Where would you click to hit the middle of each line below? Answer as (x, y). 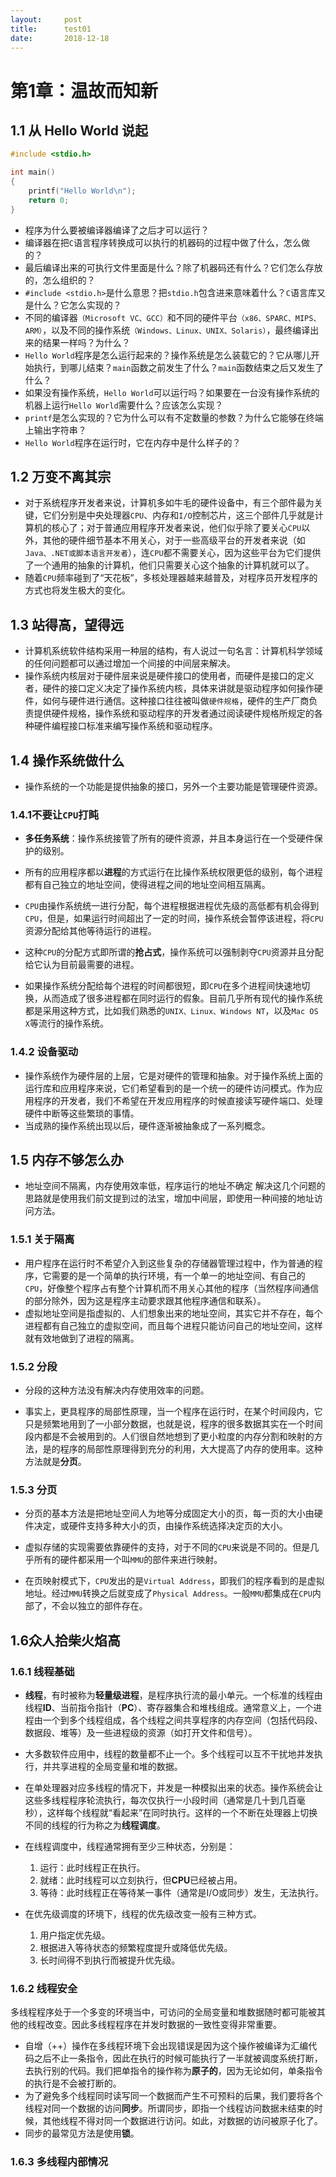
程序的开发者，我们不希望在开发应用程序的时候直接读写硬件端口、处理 (178, 1100)
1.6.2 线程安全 (44, 1988)
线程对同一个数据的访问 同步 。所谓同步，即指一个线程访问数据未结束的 (169, 2108)
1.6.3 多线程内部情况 (59, 2162)
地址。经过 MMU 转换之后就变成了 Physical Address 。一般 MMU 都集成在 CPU (168, 1593)
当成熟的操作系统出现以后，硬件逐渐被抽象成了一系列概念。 (147, 1125)
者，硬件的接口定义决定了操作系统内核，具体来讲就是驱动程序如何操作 (169, 688)
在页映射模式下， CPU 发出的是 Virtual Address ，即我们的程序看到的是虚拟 (174, 1581)
